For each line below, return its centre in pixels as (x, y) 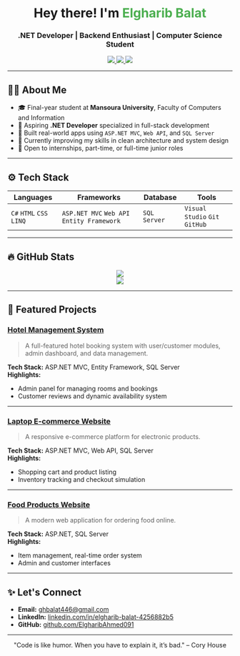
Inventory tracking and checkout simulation (81, 479)
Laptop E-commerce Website (59, 421)
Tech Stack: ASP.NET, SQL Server (58, 534)
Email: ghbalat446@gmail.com (63, 610)
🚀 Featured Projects (52, 309)
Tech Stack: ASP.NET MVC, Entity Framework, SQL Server (94, 367)
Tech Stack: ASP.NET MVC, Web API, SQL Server (80, 450)
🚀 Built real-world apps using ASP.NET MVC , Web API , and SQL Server (116, 133)
